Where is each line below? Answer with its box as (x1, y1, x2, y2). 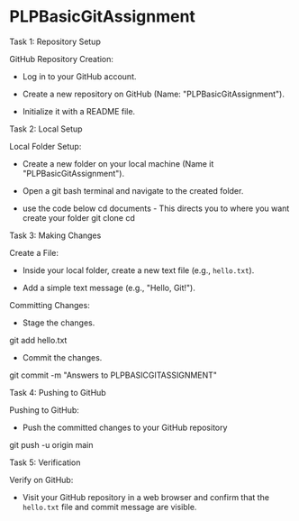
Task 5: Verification (9, 457, 81, 468)
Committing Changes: (9, 299, 90, 310)
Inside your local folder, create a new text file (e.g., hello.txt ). (22, 264, 255, 276)
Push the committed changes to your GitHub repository (22, 422, 228, 433)
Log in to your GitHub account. (22, 70, 137, 82)
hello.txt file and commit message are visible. (22, 501, 197, 512)
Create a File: (9, 247, 59, 258)
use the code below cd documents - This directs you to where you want (22, 203, 290, 214)
